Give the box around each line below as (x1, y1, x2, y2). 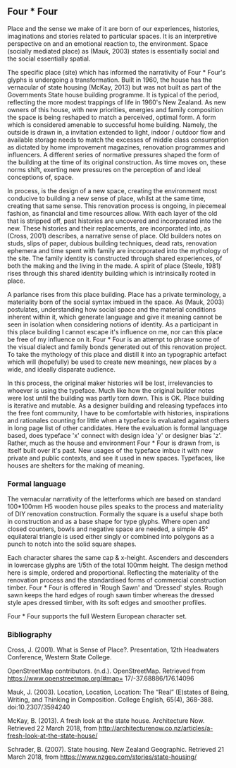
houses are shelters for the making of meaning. (7, 461, 145, 470)
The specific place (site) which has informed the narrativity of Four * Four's (7, 68, 226, 76)
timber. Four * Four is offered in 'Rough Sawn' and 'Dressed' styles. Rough (7, 583, 223, 592)
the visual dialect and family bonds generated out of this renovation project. (7, 342, 228, 351)
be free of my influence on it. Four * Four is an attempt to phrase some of (7, 335, 220, 343)
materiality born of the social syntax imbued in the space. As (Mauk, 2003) (7, 298, 225, 306)
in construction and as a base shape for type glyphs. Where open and (7, 518, 210, 526)
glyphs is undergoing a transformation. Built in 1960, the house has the (7, 75, 213, 84)
